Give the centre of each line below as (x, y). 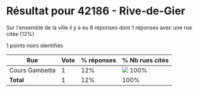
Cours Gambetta (32, 70)
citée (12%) (20, 33)
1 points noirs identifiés (35, 45)
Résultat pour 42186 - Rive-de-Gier (96, 11)
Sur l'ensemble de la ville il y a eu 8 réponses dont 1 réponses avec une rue (99, 27)
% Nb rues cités (145, 60)
